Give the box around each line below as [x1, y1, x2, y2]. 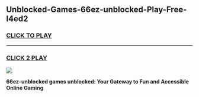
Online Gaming [6, 84, 44, 91]
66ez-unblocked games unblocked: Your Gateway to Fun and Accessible [6, 78, 190, 85]
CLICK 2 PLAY [6, 53, 47, 62]
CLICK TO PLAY [6, 32, 52, 40]
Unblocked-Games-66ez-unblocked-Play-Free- [6, 5, 187, 15]
